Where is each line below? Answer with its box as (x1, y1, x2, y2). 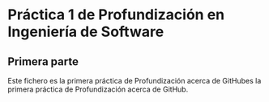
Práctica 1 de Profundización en (7, 6, 225, 24)
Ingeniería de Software (7, 22, 164, 41)
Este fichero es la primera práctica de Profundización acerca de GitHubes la (7, 76, 262, 85)
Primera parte (7, 55, 79, 68)
